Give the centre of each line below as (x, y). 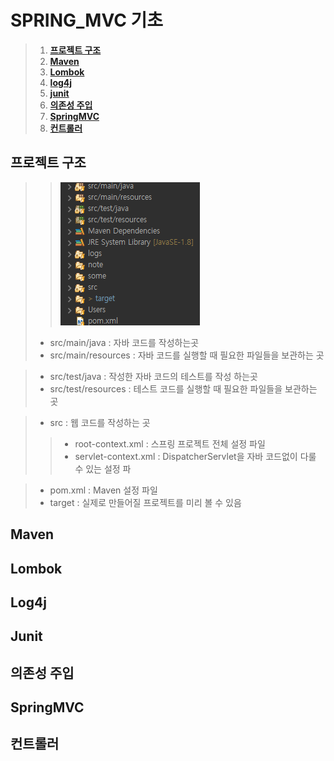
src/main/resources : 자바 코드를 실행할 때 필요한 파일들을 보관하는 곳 (187, 355)
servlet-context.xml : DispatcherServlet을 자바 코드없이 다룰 (195, 456)
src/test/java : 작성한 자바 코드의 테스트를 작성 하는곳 (153, 376)
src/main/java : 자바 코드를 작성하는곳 (124, 342)
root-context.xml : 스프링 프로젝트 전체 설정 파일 (170, 443)
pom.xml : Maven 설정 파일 (103, 490)
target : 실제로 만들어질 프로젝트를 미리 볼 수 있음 (145, 502)
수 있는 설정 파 (103, 468)
